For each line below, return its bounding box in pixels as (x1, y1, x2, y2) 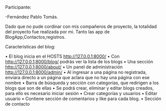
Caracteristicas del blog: (5, 44, 56, 49)
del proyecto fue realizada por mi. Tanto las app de (5, 29, 110, 34)
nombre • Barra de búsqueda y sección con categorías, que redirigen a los (5, 80, 159, 86)
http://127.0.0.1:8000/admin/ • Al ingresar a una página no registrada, (5, 69, 147, 75)
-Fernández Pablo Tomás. (5, 14, 58, 19)
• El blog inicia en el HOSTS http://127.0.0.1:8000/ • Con (5, 53, 120, 59)
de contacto (5, 101, 30, 107)
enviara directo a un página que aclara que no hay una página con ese (5, 75, 150, 80)
